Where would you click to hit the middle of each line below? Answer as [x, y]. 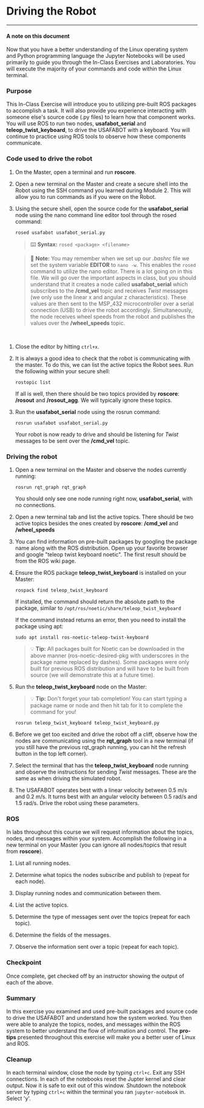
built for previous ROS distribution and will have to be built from [110, 669]
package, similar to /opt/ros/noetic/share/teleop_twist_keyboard [98, 608]
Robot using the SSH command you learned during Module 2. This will [103, 190]
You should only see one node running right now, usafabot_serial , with [104, 499]
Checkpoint [24, 963]
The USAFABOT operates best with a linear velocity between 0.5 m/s [101, 790]
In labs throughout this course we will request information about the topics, [100, 832]
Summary [21, 998]
